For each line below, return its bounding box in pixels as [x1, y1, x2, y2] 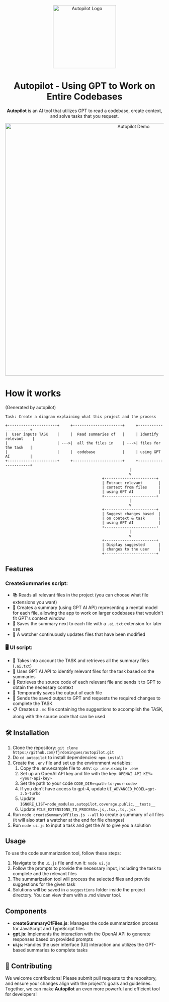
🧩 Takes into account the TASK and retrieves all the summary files [12, 657, 149, 664]
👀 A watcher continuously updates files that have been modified [12, 631, 146, 637]
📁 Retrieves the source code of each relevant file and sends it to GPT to [12, 679, 161, 685]
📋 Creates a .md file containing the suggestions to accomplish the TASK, [12, 706, 163, 712]
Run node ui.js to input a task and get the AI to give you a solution [12, 822, 151, 828]
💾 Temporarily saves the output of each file [12, 689, 102, 695]
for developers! [5, 991, 37, 997]
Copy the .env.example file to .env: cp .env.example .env [20, 765, 138, 771]
